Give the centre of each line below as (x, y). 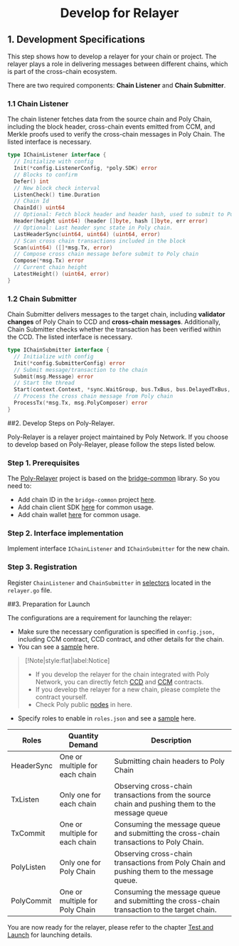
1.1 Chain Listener (38, 103)
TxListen (25, 799)
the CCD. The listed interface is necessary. (70, 337)
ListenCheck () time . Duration (57, 195)
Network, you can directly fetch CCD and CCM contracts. (119, 681)
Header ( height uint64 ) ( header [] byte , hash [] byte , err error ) (111, 221)
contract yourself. (61, 697)
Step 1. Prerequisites (44, 462)
